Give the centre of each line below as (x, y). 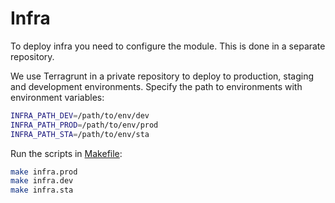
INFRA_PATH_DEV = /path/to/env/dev (80, 115)
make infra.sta (42, 190)
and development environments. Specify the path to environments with (156, 86)
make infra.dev (42, 181)
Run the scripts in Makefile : (66, 153)
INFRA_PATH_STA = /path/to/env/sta (80, 134)
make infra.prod (44, 172)
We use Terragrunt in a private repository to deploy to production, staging (162, 76)
